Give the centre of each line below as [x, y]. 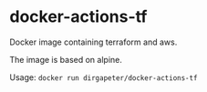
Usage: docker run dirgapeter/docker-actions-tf [103, 77]
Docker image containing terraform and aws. [93, 42]
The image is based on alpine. [66, 59]
